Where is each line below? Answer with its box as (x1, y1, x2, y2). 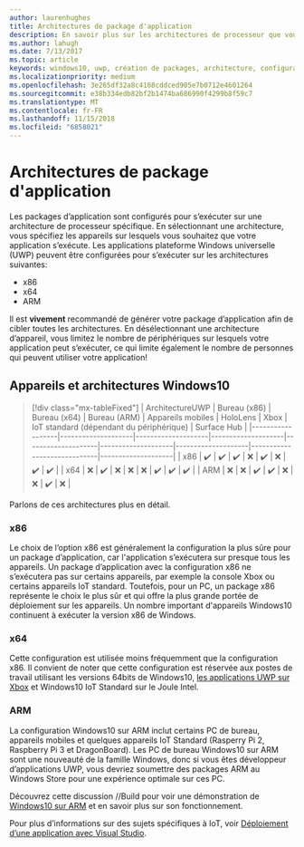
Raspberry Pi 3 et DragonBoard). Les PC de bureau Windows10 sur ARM (9, 744, 279, 755)
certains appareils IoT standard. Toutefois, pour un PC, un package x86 (9, 581, 276, 592)
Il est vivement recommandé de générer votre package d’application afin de (9, 313, 294, 324)
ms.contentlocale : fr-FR (9, 106, 103, 115)
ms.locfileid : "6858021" (9, 123, 103, 132)
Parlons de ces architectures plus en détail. (9, 499, 171, 510)
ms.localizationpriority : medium (9, 72, 136, 82)
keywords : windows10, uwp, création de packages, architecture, (9, 64, 257, 73)
